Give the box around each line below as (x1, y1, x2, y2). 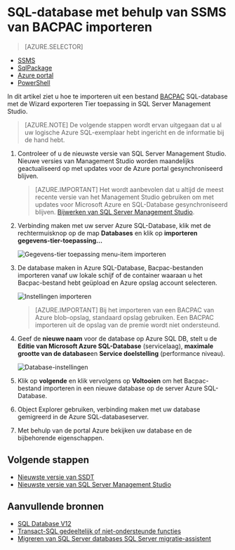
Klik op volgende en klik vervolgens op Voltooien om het (17, 376, 183, 385)
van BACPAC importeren (7, 19, 153, 35)
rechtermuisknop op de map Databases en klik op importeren (17, 229, 198, 237)
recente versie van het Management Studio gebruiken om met (34, 193, 214, 201)
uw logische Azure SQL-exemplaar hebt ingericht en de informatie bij (24, 128, 224, 136)
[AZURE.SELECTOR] (24, 42, 83, 51)
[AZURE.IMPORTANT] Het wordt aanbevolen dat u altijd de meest (34, 185, 224, 193)
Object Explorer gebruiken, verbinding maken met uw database (17, 405, 201, 414)
